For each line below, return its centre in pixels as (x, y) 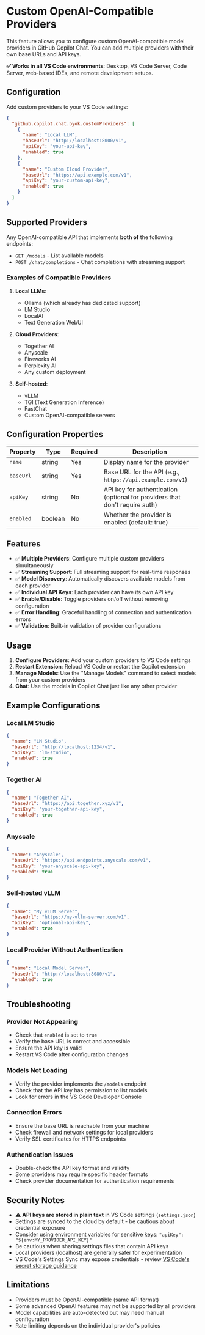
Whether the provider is (138, 515)
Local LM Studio (31, 723)
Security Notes (36, 1200)
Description (149, 452)
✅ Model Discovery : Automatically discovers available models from (100, 579)
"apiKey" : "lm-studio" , (42, 752)
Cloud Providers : (37, 334)
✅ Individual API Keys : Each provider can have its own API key (94, 592)
